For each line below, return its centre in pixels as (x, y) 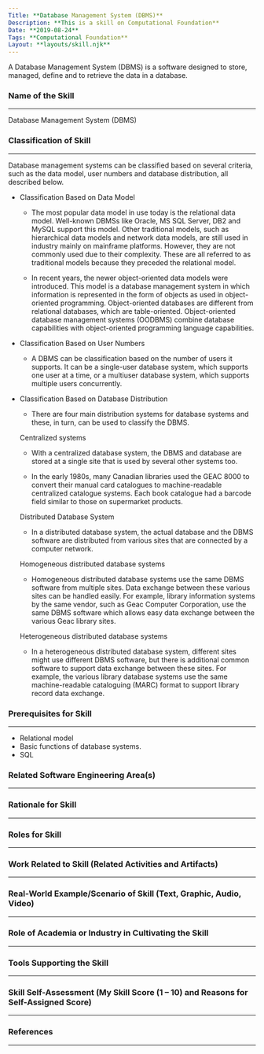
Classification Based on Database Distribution (93, 399)
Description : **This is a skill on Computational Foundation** (114, 23)
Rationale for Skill (42, 805)
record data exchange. (68, 693)
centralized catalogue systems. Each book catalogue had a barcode (141, 493)
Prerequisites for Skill (50, 713)
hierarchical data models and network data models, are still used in (140, 238)
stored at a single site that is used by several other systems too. (134, 461)
